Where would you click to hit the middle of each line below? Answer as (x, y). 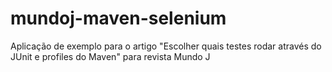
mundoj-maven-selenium (118, 18)
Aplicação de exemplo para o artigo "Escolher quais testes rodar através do (166, 46)
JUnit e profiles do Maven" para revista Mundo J (110, 56)
